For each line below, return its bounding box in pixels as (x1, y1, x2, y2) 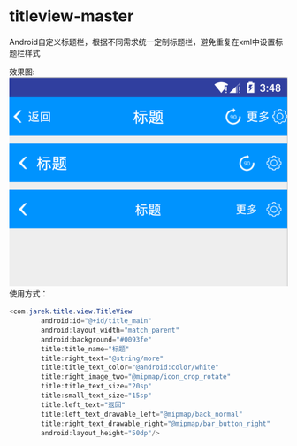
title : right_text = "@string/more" (41, 354, 164, 363)
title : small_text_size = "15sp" (41, 391, 152, 400)
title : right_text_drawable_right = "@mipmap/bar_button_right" (41, 419, 271, 428)
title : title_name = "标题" (41, 344, 130, 353)
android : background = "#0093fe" (41, 334, 152, 344)
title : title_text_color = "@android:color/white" (41, 363, 219, 373)
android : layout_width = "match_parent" (41, 326, 179, 334)
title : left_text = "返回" (41, 400, 126, 409)
